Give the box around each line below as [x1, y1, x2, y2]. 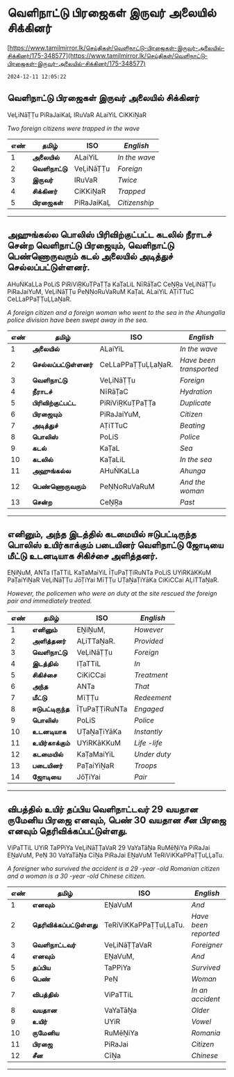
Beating [179, 420, 206, 430]
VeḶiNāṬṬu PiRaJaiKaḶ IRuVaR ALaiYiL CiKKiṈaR [7, 110, 147, 119]
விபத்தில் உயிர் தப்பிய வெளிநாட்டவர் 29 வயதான [7, 803, 199, 815]
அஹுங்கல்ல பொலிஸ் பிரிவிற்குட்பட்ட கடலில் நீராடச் [7, 228, 212, 241]
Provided [134, 636, 164, 646]
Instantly [134, 727, 163, 736]
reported [191, 929, 220, 938]
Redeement [134, 693, 172, 703]
